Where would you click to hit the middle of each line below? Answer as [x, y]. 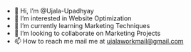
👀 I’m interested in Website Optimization [73, 18]
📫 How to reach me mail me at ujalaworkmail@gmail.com [99, 41]
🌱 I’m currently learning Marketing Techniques [82, 26]
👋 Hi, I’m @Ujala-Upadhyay [54, 11]
